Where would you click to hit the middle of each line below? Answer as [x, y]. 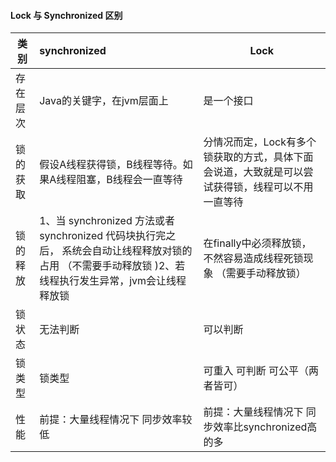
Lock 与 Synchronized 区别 [66, 15]
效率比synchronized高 [265, 427]
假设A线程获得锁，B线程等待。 [111, 165]
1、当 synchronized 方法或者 [107, 221]
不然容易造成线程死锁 [253, 258]
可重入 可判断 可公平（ [256, 371]
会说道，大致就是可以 [253, 172]
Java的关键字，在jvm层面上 [104, 101]
